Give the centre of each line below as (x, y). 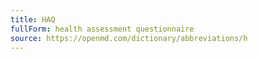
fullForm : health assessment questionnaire (102, 29)
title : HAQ (33, 19)
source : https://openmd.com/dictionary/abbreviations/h (129, 38)
